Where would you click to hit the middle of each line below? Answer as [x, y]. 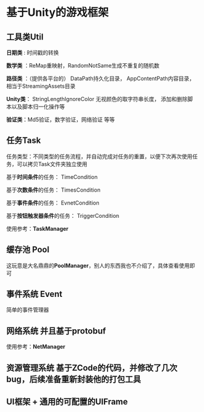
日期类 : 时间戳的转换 [32, 53]
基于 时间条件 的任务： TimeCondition [52, 176]
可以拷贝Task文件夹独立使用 [52, 164]
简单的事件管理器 [28, 310]
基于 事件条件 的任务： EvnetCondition [53, 203]
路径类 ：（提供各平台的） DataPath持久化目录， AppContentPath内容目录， [100, 79]
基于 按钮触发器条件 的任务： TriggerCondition [63, 215]
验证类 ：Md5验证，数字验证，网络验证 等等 [61, 120]
